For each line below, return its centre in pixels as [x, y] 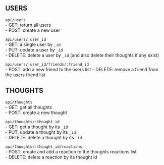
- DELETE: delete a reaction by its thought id [51, 157]
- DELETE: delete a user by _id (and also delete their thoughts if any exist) [82, 55]
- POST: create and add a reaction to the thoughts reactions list [71, 151]
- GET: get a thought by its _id [37, 127]
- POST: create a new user [33, 30]
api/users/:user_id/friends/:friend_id [47, 64]
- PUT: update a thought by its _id [41, 132]
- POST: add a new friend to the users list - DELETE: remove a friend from [82, 69]
